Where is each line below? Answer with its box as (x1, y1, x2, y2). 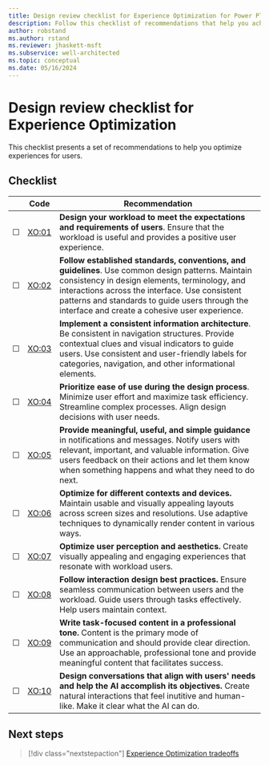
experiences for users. (8, 150, 82, 161)
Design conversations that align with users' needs (59, 670, 256, 681)
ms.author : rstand (8, 34, 70, 43)
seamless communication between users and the (59, 584, 244, 595)
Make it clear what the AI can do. (76, 700, 200, 711)
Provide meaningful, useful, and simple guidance (59, 424, 251, 435)
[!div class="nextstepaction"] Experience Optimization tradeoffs (27, 748, 239, 759)
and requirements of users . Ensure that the (59, 222, 225, 233)
